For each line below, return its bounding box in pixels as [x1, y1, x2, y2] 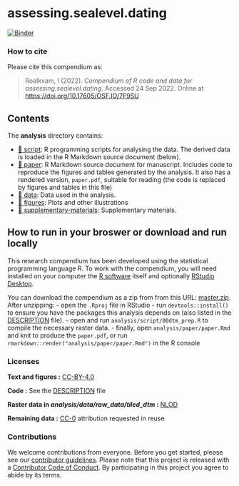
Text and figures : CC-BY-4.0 [7, 373, 95, 381]
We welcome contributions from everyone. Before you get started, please [7, 448, 223, 457]
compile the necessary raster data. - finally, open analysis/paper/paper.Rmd [7, 323, 230, 332]
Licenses [7, 356, 40, 366]
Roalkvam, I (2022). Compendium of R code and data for [24, 76, 193, 85]
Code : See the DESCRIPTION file [7, 387, 106, 395]
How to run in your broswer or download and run [7, 226, 227, 238]
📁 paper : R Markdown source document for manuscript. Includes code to [17, 161, 233, 169]
